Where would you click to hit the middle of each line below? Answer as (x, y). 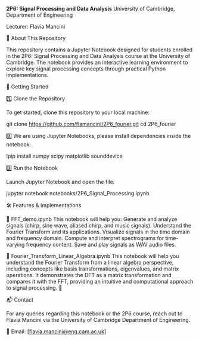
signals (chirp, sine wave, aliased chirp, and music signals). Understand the (99, 225)
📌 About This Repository (36, 38)
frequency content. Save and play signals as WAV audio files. (101, 245)
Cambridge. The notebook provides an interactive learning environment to (97, 62)
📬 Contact (20, 300)
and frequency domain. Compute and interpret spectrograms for (85, 238)
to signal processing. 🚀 (34, 288)
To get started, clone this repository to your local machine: (78, 112)
